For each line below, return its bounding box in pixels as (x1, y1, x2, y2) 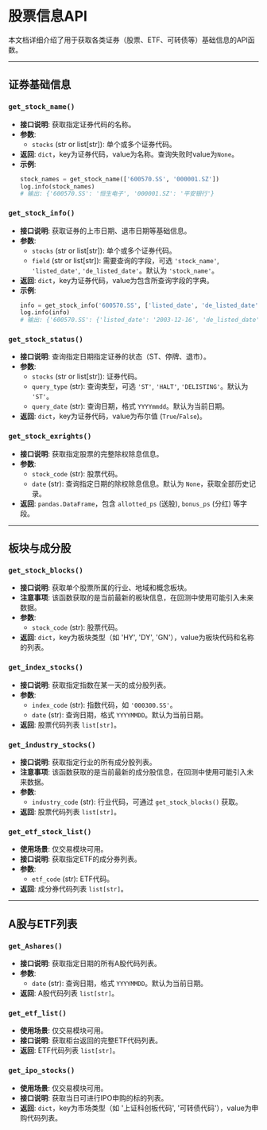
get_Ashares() (8, 942, 63, 950)
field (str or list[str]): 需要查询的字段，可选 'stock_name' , (31, 255, 220, 265)
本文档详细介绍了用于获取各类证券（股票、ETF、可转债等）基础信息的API (8, 35, 249, 45)
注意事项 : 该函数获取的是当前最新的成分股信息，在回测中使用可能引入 (19, 767, 247, 777)
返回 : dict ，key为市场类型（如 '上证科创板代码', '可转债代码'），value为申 (19, 1103, 259, 1113)
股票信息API (8, 7, 87, 25)
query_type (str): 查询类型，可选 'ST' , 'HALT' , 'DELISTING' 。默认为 (31, 382, 249, 391)
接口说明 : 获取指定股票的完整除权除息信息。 (19, 449, 164, 458)
